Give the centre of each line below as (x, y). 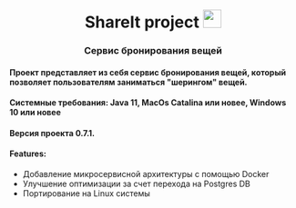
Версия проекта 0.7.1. (52, 133)
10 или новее (36, 113)
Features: (28, 154)
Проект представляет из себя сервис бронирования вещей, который (148, 72)
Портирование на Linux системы (86, 193)
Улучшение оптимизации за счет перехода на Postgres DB (136, 184)
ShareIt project (143, 22)
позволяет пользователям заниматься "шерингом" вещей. (128, 82)
